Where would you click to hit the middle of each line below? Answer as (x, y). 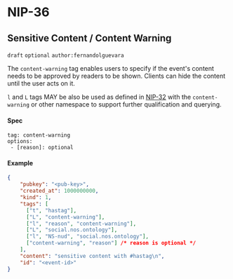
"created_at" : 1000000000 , (59, 191)
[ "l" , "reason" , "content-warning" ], (81, 224)
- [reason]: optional (42, 148)
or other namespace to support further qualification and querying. (127, 104)
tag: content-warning (39, 135)
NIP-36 (28, 12)
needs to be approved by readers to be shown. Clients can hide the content (116, 76)
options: (20, 142)
